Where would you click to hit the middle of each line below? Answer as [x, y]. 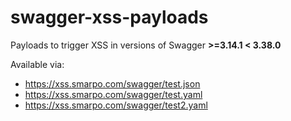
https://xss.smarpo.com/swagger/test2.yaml [116, 105]
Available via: [37, 64]
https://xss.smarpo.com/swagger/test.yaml [113, 94]
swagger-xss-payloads [109, 17]
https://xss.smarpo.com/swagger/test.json [112, 83]
